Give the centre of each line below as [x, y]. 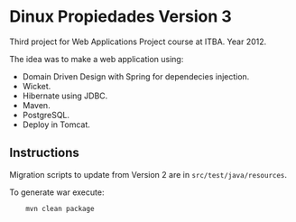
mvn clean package [60, 208]
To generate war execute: [57, 192]
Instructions [44, 153]
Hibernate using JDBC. [65, 96]
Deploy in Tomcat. [56, 125]
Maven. [37, 105]
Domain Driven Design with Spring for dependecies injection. [136, 76]
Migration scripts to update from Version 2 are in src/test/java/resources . [148, 174]
